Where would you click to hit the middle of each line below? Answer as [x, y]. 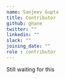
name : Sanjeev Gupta [33, 12]
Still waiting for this [31, 69]
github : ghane [25, 23]
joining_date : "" [29, 47]
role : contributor [31, 52]
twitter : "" [21, 29]
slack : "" [19, 40]
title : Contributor [31, 18]
